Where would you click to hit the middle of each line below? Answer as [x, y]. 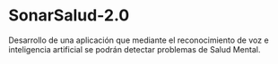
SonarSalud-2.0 [69, 16]
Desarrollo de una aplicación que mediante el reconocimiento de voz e [139, 40]
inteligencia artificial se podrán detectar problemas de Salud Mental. [135, 49]
